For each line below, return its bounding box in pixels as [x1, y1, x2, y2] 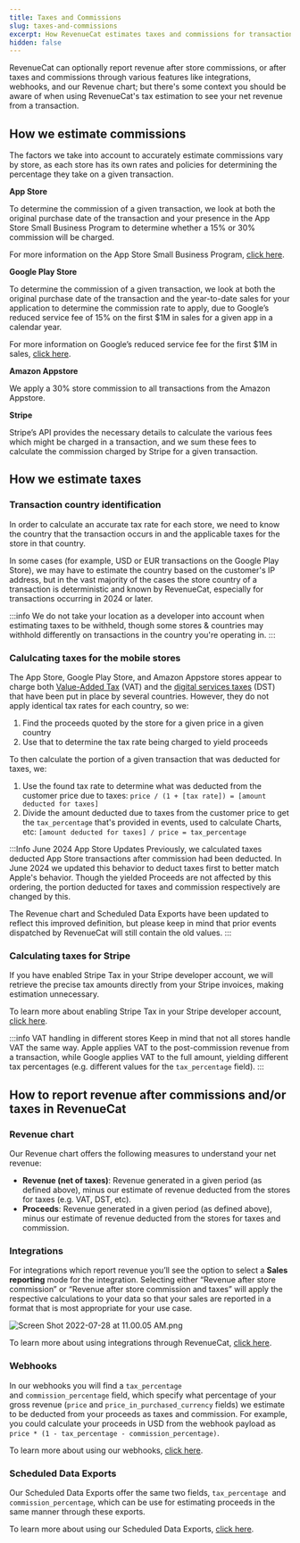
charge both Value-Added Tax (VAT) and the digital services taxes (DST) [9, 682, 276, 693]
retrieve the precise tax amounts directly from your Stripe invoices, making [9, 979, 284, 991]
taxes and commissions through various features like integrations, [9, 72, 252, 83]
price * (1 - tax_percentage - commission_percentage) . [9, 1427, 221, 1438]
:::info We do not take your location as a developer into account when [9, 610, 265, 621]
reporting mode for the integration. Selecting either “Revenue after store [9, 1274, 277, 1285]
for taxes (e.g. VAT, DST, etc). [21, 1194, 132, 1205]
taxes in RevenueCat [9, 1101, 127, 1116]
